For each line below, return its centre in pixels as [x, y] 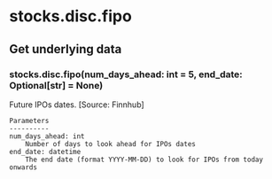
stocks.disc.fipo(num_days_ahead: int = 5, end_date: [126, 74]
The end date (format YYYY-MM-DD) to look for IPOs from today [144, 160]
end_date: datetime [45, 152]
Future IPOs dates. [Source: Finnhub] [77, 105]
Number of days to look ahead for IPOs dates [111, 144]
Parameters [29, 121]
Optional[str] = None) [56, 85]
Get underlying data [66, 49]
